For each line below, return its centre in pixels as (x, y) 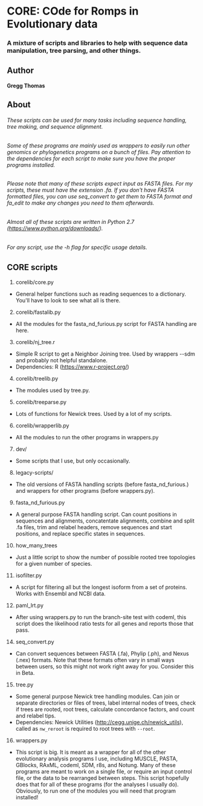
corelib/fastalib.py (38, 312)
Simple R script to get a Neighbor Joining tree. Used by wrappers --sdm (105, 354)
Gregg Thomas (26, 86)
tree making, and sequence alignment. (55, 127)
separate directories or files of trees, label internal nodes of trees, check (105, 703)
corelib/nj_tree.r (35, 342)
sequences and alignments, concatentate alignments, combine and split (105, 521)
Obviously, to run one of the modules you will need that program (96, 791)
